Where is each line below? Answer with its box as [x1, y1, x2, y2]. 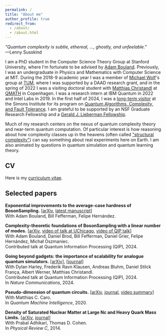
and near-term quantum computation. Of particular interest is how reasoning [5, 126, 162, 132]
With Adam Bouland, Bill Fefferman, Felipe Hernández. [5, 213, 116, 219]
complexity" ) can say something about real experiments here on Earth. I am [5, 137, 160, 143]
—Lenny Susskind [5, 49, 42, 55]
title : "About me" [5, 12, 43, 17]
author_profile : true [5, 16, 50, 21]
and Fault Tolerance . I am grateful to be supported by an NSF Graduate [5, 106, 150, 112]
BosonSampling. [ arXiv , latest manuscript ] [5, 208, 93, 214]
